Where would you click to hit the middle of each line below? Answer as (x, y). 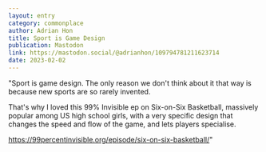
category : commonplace (46, 23)
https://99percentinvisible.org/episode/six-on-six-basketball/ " (111, 139)
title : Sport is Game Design (57, 38)
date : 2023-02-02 (37, 61)
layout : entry (32, 16)
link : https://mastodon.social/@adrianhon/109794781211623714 (114, 53)
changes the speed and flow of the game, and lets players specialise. (122, 124)
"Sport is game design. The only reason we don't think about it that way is (130, 83)
